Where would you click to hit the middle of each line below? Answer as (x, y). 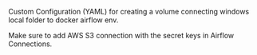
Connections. (30, 44)
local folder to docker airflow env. (63, 20)
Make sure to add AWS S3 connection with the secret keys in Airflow (121, 35)
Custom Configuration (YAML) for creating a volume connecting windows (129, 12)
